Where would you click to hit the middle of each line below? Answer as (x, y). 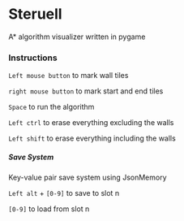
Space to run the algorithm (51, 107)
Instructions (33, 58)
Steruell (35, 14)
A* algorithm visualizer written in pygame (77, 37)
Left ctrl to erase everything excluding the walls (91, 123)
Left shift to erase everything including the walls (92, 138)
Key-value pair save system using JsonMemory (88, 178)
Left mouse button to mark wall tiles (68, 76)
